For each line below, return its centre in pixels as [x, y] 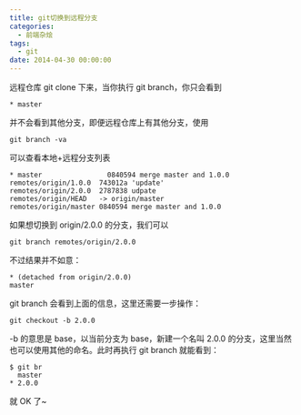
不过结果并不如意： [45, 260]
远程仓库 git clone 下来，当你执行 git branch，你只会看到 [116, 87]
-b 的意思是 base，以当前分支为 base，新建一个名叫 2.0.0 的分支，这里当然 [151, 339]
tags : [20, 43]
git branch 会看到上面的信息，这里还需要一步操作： [105, 303]
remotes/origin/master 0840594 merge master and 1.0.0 [115, 207]
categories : [32, 26]
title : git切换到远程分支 [54, 18]
